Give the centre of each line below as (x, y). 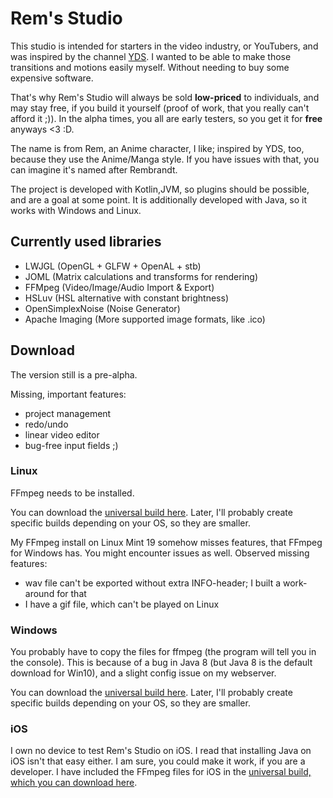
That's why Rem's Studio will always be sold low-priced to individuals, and (165, 97)
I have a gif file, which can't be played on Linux (122, 604)
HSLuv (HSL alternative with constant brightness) (127, 298)
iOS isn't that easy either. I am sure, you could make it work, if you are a (158, 761)
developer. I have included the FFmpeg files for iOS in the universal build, (161, 772)
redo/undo (46, 424)
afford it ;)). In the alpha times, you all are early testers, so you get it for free (166, 118)
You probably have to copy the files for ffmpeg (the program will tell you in (163, 652)
